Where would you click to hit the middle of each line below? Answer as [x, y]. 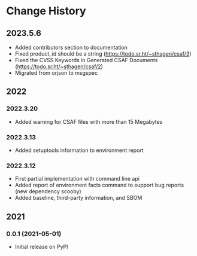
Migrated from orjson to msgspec [56, 73]
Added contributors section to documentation [71, 47]
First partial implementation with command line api [77, 179]
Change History [46, 11]
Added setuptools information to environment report [79, 150]
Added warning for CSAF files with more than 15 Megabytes [89, 121]
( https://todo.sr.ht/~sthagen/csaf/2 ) [59, 66]
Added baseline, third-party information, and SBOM [78, 198]
